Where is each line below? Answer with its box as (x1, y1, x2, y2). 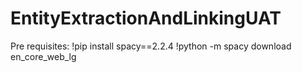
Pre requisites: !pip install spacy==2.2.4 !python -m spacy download (10, 40, 292, 52)
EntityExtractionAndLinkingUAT (10, 7, 282, 30)
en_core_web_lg (10, 50, 77, 62)
